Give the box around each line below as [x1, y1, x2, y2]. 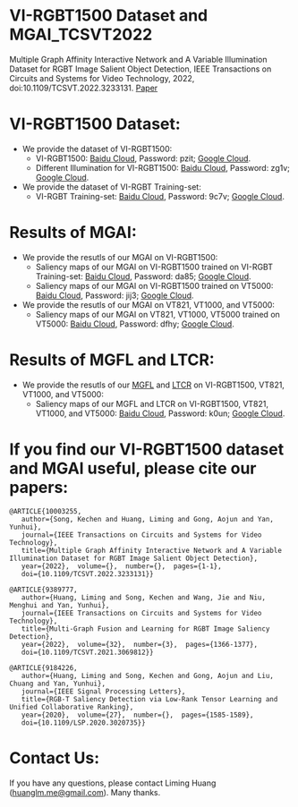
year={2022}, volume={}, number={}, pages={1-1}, [21, 561, 222, 571]
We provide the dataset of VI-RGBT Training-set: [21, 181, 201, 192]
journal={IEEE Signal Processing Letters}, [21, 686, 186, 696]
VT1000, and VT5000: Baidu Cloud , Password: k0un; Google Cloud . [35, 408, 285, 419]
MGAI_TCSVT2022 [9, 24, 153, 45]
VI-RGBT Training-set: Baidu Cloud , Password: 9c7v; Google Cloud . [35, 191, 285, 201]
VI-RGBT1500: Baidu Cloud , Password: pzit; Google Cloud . [35, 153, 251, 164]
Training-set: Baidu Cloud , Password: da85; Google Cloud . [35, 270, 252, 282]
